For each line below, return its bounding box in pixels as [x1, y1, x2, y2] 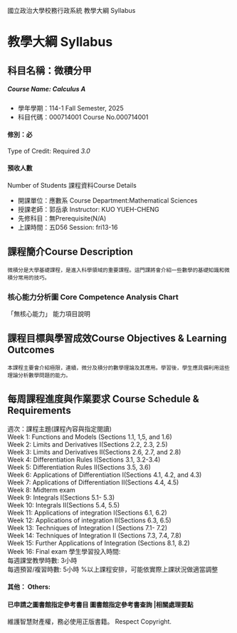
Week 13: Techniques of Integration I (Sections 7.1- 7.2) [7, 523, 167, 532]
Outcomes [7, 344, 55, 356]
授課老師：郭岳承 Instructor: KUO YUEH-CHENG [17, 205, 160, 213]
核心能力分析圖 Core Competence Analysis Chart [7, 292, 179, 302]
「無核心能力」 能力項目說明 [7, 310, 90, 318]
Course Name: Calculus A [7, 85, 86, 93]
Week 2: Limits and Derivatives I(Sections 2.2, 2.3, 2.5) [7, 440, 169, 448]
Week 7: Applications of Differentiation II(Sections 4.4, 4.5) [7, 477, 179, 487]
